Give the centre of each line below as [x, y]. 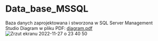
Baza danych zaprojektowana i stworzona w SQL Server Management [79, 23]
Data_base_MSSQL [47, 9]
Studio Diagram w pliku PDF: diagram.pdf [49, 28]
